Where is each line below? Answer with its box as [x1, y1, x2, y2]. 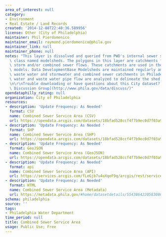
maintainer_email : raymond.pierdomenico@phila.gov [5, 40, 112, 45]
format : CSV [9, 109, 35, 114]
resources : [5, 100, 28, 105]
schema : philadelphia [5, 197, 50, 202]
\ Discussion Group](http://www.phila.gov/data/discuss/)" [9, 85, 134, 91]
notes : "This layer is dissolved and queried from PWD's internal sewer [5, 53, 158, 59]
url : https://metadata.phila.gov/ [9, 192, 81, 197]
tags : [5, 206, 16, 211]
